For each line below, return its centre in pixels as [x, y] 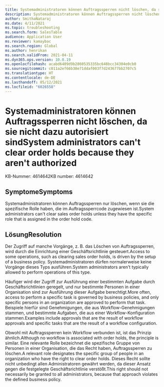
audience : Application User [34, 37]
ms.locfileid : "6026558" [30, 87]
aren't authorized [41, 163]
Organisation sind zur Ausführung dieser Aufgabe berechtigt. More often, [78, 292]
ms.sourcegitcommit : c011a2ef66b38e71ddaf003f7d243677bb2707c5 [71, 69]
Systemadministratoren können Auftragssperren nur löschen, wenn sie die [80, 204]
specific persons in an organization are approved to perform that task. [75, 302]
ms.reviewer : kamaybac [28, 42]
